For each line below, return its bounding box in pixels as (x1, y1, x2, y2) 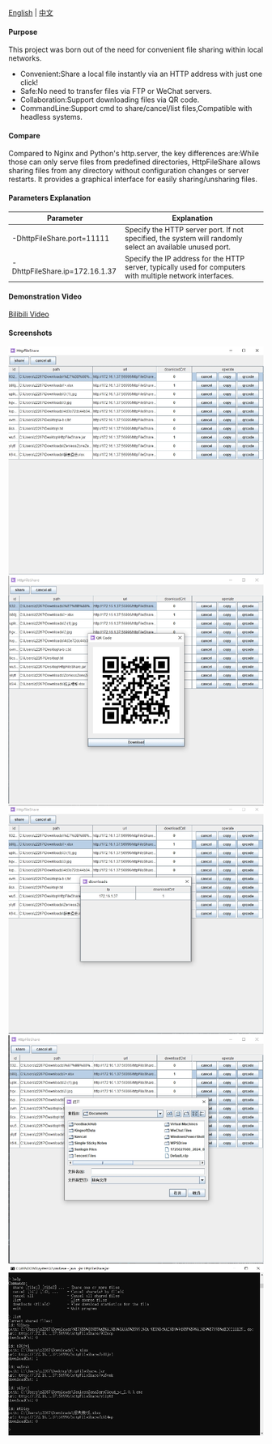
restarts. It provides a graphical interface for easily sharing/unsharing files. (8, 174, 257, 185)
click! (19, 78, 39, 87)
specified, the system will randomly (125, 234, 243, 244)
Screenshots (8, 328, 53, 338)
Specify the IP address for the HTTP (125, 253, 245, 263)
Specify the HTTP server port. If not (125, 225, 244, 235)
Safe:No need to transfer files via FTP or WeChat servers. (19, 87, 212, 96)
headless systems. (19, 113, 83, 122)
